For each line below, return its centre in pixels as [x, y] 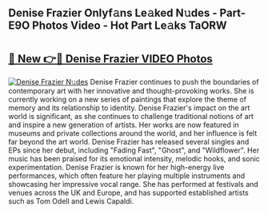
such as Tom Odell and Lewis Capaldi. [71, 201]
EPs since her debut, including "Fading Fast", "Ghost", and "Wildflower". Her [134, 150]
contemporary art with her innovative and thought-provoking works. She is [131, 91]
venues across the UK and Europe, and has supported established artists [129, 192]
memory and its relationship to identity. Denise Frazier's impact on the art [129, 108]
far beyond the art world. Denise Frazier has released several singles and [129, 142]
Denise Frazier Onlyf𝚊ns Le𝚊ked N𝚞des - [113, 13]
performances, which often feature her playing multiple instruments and [127, 176]
